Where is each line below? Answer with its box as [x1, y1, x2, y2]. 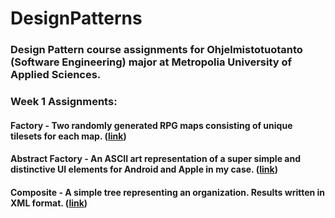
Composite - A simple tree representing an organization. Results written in [10, 186, 326, 198]
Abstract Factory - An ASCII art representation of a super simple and [10, 153, 301, 165]
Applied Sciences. [10, 68, 102, 82]
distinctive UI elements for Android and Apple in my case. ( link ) [10, 163, 278, 176]
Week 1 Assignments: [10, 95, 118, 109]
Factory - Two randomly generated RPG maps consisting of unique [10, 119, 293, 131]
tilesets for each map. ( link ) [10, 130, 127, 142]
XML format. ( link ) [10, 197, 88, 209]
